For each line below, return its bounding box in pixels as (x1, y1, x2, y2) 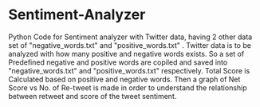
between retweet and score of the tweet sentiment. (8, 91, 177, 101)
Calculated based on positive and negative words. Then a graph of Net (8, 74, 241, 84)
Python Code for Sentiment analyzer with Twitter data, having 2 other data (8, 32, 253, 42)
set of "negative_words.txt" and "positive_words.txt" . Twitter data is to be (8, 40, 251, 50)
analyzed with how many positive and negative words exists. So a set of (8, 49, 245, 58)
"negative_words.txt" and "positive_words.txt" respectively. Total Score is (8, 65, 250, 75)
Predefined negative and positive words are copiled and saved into (8, 57, 228, 67)
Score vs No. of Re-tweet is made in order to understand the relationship (8, 82, 247, 93)
